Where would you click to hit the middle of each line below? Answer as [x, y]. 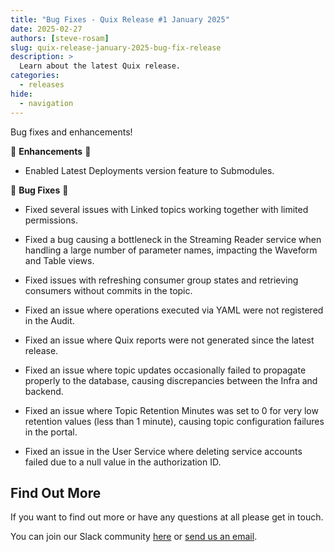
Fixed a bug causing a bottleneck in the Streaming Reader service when [173, 239]
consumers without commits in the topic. [108, 290]
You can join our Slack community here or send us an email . [134, 537]
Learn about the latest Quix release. [100, 66]
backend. [44, 391]
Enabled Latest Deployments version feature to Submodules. [149, 170]
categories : [35, 76]
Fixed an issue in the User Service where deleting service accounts [163, 451]
